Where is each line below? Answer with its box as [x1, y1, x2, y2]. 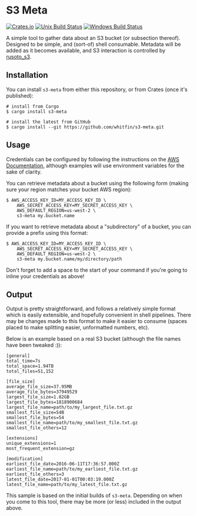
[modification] [6, 456, 44, 462]
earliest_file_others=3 [6, 471, 65, 477]
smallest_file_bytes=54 [6, 415, 65, 421]
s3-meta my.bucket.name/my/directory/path [16, 256, 122, 262]
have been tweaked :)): [6, 342, 62, 349]
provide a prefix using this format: [6, 229, 88, 236]
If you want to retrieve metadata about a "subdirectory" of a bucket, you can [6, 223, 191, 230]
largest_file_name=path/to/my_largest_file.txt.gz [6, 404, 133, 411]
